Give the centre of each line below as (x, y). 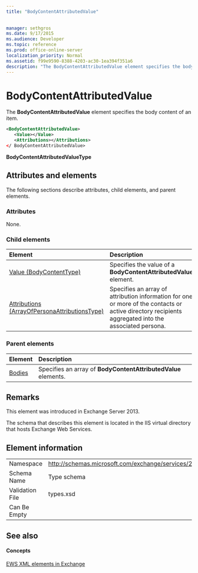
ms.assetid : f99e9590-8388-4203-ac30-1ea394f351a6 (70, 61)
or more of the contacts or (146, 304)
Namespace (26, 464)
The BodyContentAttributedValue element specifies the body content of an (99, 112)
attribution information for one (151, 297)
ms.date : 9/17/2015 (30, 34)
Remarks (23, 397)
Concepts (18, 551)
